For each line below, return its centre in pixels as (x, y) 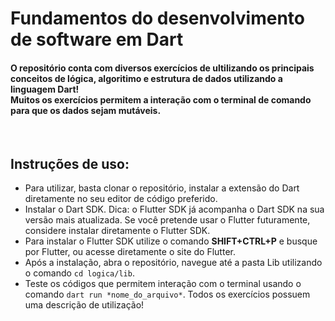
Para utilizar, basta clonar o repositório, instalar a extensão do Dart (162, 188)
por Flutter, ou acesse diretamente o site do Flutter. (130, 252)
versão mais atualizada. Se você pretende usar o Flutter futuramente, (167, 220)
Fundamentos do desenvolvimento (158, 18)
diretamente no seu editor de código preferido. (121, 199)
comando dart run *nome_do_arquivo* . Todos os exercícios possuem (167, 294)
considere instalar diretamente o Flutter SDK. (117, 231)
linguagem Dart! (45, 89)
